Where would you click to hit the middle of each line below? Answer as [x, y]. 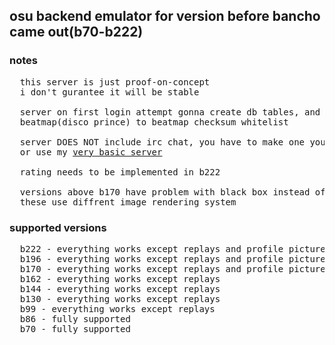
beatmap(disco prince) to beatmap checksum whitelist [154, 122]
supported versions [58, 227]
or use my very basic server [91, 152]
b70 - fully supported [75, 328]
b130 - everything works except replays [120, 298]
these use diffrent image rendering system [128, 202]
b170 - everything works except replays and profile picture [172, 268]
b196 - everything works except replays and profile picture [172, 258]
